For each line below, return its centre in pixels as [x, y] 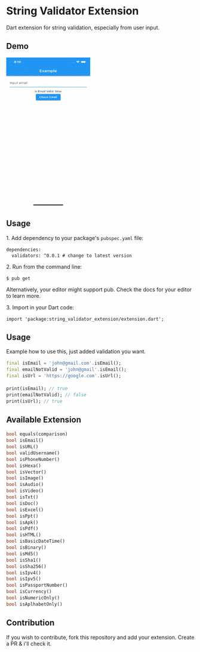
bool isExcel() [25, 510]
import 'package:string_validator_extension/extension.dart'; [85, 319]
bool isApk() [22, 522]
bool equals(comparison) [37, 434]
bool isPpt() [22, 516]
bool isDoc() [22, 503]
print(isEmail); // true [37, 388]
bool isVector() [26, 472]
